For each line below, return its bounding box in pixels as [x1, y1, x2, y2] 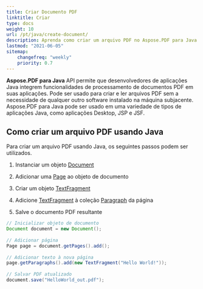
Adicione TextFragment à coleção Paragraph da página [15, 196, 154, 204]
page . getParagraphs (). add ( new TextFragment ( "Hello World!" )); [6, 260, 167, 266]
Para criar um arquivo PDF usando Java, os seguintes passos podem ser [6, 143, 188, 150]
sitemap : [6, 49, 29, 55]
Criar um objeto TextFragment [15, 185, 91, 192]
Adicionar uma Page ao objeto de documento [15, 173, 129, 180]
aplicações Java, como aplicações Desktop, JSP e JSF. [6, 109, 145, 116]
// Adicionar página [6, 237, 59, 243]
